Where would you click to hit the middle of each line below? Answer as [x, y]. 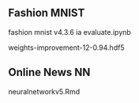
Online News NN [49, 72]
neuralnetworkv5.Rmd [44, 91]
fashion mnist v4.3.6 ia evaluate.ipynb [70, 32]
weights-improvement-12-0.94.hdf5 [66, 48]
